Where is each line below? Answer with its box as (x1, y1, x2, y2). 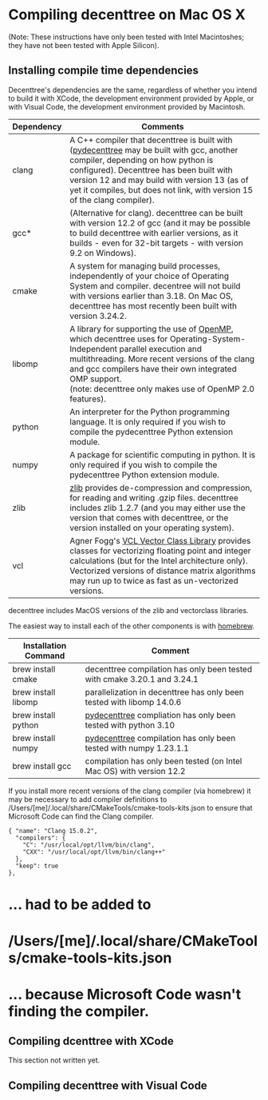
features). (69, 393, 106, 405)
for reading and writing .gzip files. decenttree (69, 492, 239, 503)
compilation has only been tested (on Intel (85, 755, 242, 767)
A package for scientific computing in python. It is (69, 449, 256, 460)
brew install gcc (12, 760, 72, 771)
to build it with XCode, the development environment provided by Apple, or (8, 94, 254, 103)
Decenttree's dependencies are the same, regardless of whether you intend (8, 85, 258, 94)
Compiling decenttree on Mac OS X (8, 6, 246, 24)
